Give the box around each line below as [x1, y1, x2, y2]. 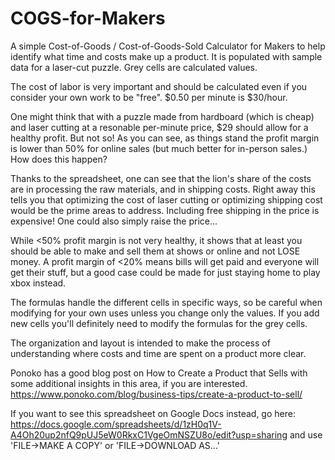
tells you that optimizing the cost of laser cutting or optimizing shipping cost [10, 193, 323, 206]
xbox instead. [10, 277, 67, 289]
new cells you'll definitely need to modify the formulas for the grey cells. [10, 317, 308, 329]
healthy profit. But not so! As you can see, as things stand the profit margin [10, 132, 320, 144]
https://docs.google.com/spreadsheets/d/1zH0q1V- [10, 418, 222, 430]
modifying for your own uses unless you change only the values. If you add [10, 307, 320, 319]
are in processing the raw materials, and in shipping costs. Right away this [10, 183, 316, 195]
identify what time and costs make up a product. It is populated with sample [10, 50, 323, 62]
